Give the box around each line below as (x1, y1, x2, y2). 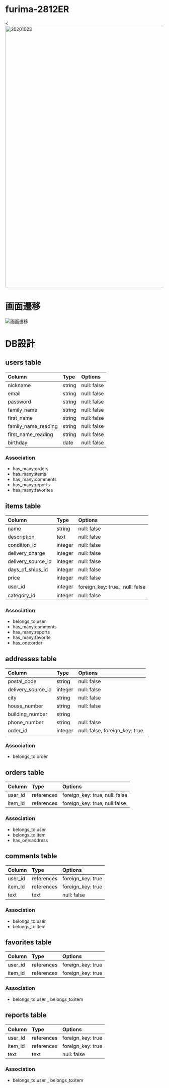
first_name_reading (8, 431, 54, 438)
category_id (8, 592, 36, 599)
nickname (8, 381, 31, 389)
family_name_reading (8, 422, 58, 429)
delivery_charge (8, 549, 45, 556)
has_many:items (12, 471, 46, 477)
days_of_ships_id (8, 566, 48, 573)
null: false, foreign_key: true (78, 727, 143, 734)
